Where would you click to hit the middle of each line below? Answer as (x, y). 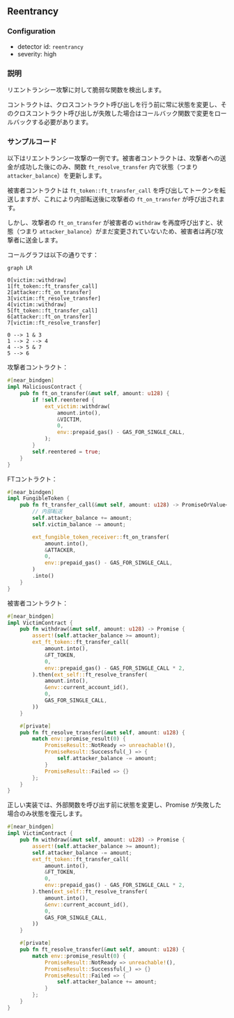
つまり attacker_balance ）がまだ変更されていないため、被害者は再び (118, 231)
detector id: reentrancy (50, 46)
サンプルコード (32, 141)
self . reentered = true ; (67, 452)
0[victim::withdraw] (37, 280)
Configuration (31, 31)
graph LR (20, 268)
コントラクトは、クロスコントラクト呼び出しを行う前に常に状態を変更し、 (114, 105)
